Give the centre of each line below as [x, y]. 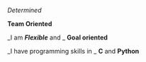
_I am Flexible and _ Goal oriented [58, 37]
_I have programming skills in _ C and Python [73, 51]
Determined [24, 10]
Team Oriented [30, 24]
